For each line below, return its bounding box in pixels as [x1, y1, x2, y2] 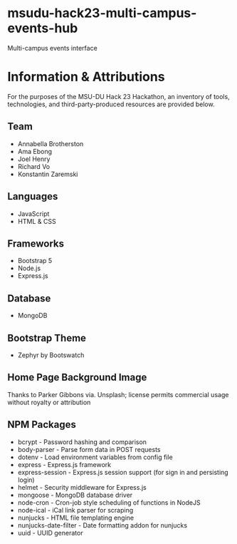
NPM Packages [7, 419, 76, 431]
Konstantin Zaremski [17, 170, 78, 178]
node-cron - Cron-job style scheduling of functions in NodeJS [17, 498, 201, 507]
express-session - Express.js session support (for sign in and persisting [17, 468, 229, 476]
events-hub [7, 20, 78, 36]
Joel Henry [17, 155, 51, 163]
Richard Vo [17, 162, 51, 170]
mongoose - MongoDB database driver [17, 491, 133, 499]
